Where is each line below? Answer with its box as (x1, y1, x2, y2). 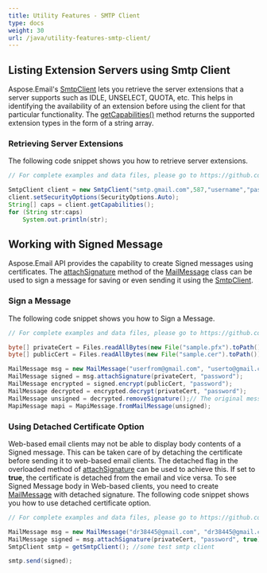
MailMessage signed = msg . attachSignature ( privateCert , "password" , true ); (8, 535, 265, 544)
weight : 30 (8, 26, 44, 34)
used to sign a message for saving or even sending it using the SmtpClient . (8, 275, 253, 285)
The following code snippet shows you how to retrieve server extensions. (8, 156, 249, 166)
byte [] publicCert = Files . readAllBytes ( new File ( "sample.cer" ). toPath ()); (8, 351, 265, 359)
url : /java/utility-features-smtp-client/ (8, 33, 151, 42)
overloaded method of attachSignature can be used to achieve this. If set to (8, 464, 256, 474)
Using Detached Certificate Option (8, 421, 145, 432)
